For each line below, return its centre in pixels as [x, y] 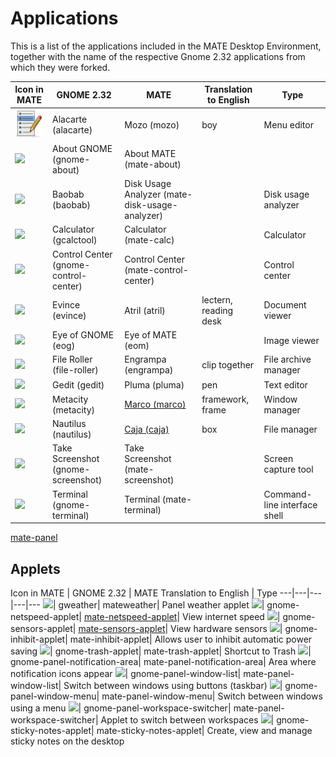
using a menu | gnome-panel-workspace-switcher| [121, 708]
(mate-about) [153, 164]
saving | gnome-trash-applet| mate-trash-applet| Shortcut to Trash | [161, 651]
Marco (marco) [155, 404]
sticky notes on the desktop [67, 741]
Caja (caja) [147, 429]
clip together [228, 364]
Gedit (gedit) [78, 384]
